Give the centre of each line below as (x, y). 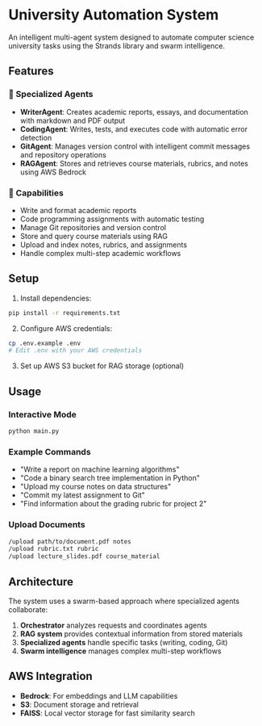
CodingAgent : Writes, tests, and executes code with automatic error (134, 129)
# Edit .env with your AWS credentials (75, 350)
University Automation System (114, 15)
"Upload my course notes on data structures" (96, 487)
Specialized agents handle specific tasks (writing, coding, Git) (124, 642)
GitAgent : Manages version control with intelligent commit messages (135, 146)
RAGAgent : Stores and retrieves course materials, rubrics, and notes (134, 163)
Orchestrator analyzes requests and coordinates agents (113, 625)
